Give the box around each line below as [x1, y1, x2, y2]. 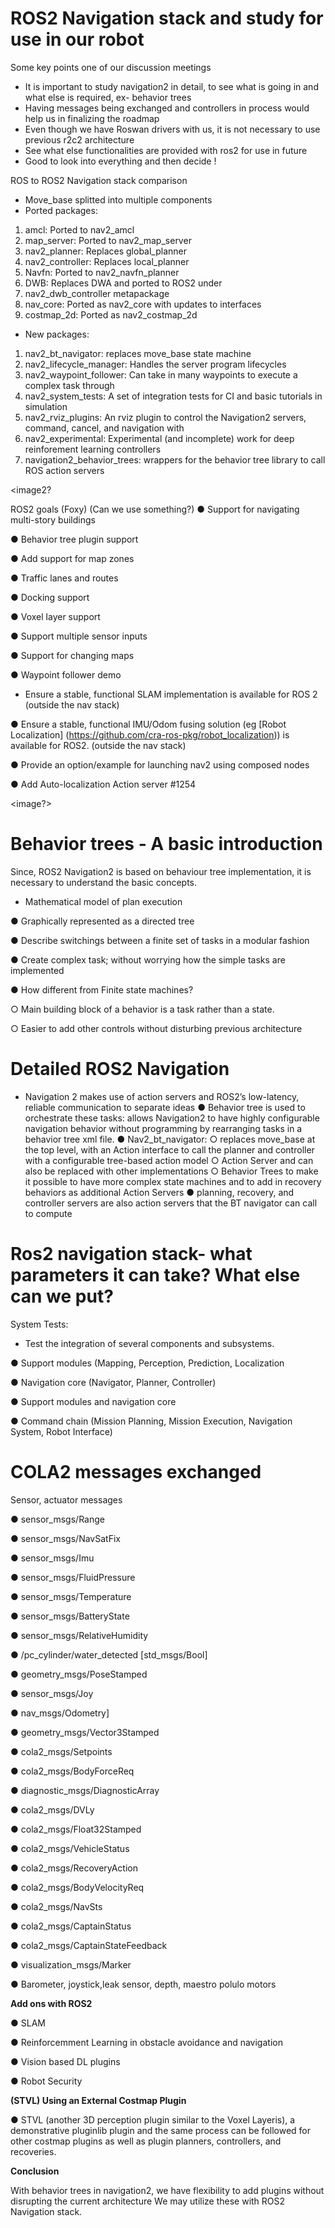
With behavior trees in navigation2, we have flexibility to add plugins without [10, 2184, 325, 2196]
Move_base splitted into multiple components [24, 193, 213, 206]
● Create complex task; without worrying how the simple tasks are [10, 953, 286, 966]
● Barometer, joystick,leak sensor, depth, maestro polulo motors [10, 1978, 277, 1990]
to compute [24, 1207, 73, 1219]
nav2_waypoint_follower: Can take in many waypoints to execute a [24, 368, 298, 381]
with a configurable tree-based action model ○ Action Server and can [24, 1154, 314, 1166]
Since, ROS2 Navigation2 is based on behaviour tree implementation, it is [10, 865, 312, 877]
